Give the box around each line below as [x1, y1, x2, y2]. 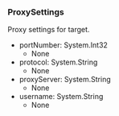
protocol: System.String [18, 57, 98, 67]
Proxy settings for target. [7, 25, 90, 35]
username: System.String [18, 92, 104, 101]
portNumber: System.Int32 [18, 40, 108, 50]
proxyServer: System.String [18, 75, 111, 85]
